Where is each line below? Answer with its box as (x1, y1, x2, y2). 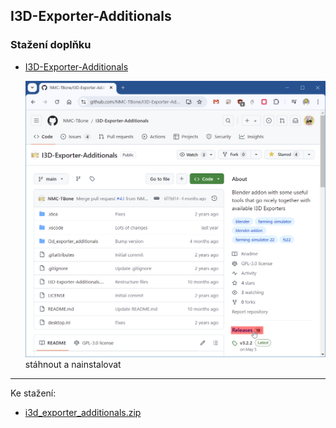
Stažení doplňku (10, 38, 92, 52)
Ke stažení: (10, 387, 57, 399)
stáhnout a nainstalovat (24, 358, 122, 370)
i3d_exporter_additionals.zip (24, 406, 142, 418)
